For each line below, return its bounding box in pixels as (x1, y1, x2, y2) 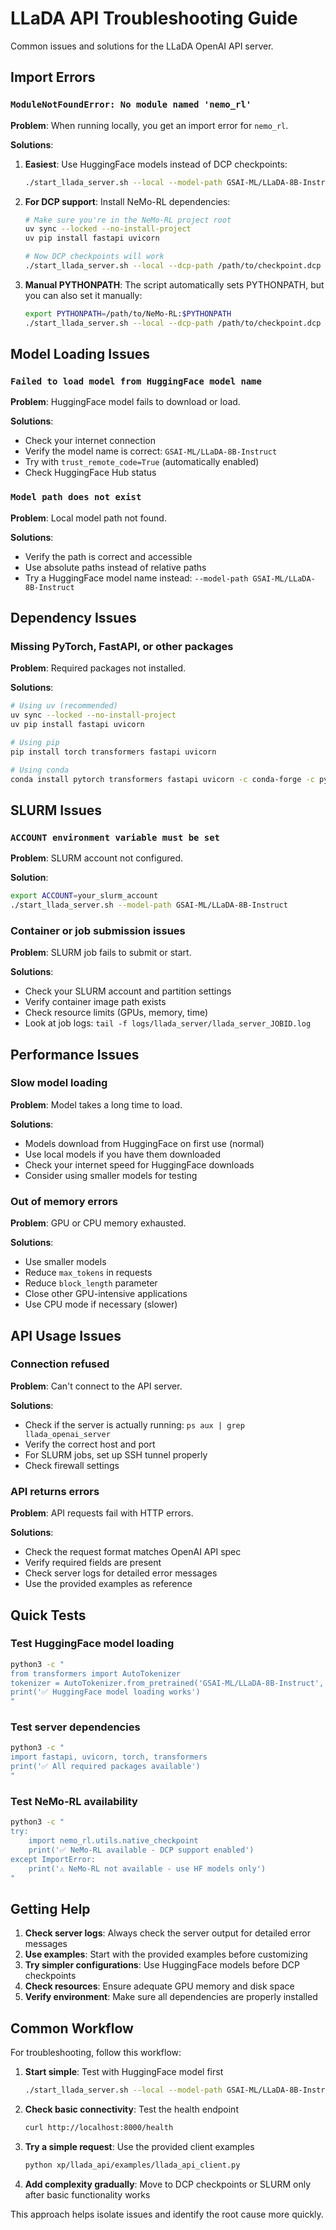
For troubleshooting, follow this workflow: (10, 2047, 182, 2059)
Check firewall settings (24, 1459, 120, 1471)
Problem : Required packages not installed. (10, 662, 187, 674)
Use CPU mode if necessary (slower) (24, 1298, 178, 1311)
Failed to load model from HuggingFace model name (10, 375, 262, 387)
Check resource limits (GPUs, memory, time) (24, 1007, 209, 1019)
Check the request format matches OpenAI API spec (24, 1546, 242, 1558)
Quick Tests (10, 1607, 87, 1624)
